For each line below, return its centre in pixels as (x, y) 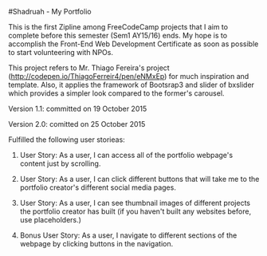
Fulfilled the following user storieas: (67, 140)
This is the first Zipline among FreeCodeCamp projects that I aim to (118, 27)
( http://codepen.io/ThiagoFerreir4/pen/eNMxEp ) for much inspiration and (129, 76)
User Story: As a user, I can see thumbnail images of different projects (135, 203)
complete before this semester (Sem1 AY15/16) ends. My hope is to (118, 35)
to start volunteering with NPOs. (61, 52)
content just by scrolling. (60, 163)
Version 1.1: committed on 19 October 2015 (78, 108)
